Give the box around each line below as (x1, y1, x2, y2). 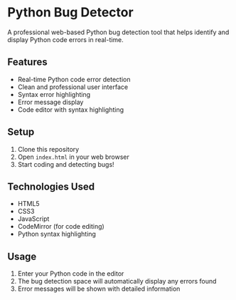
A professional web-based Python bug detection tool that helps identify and (7, 28, 230, 36)
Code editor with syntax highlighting (17, 105, 124, 114)
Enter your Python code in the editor (17, 269, 124, 278)
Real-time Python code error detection (17, 75, 131, 83)
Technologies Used (7, 180, 95, 192)
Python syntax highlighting (17, 229, 96, 239)
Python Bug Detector (7, 4, 134, 21)
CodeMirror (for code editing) (17, 222, 104, 231)
